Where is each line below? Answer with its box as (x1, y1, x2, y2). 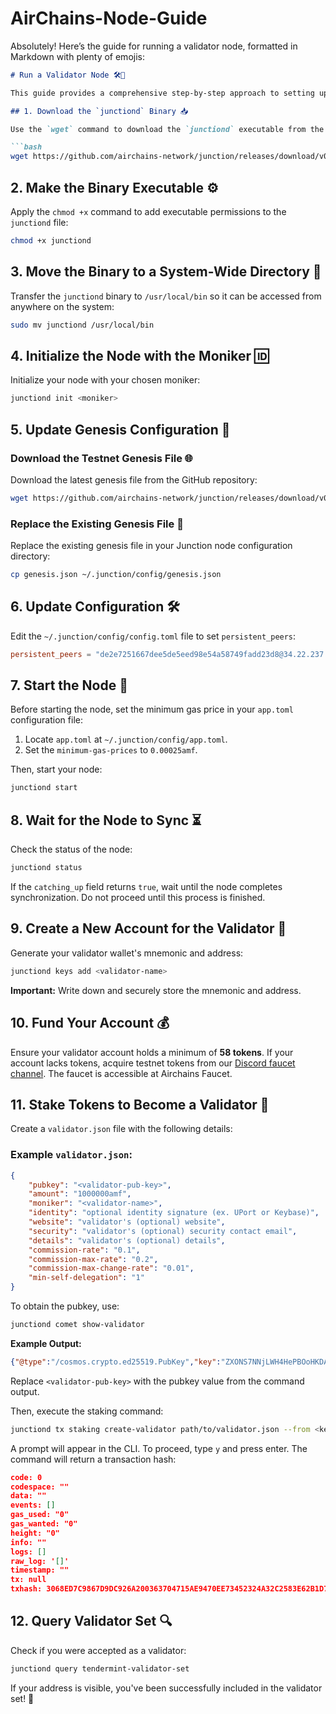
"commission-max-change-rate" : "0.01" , (28, 1263, 195, 1274)
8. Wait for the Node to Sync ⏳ (10, 812, 202, 829)
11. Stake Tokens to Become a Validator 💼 (10, 1096, 270, 1113)
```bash (10, 142, 43, 152)
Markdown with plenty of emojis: (10, 50, 145, 62)
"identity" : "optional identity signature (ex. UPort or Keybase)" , (28, 1208, 320, 1218)
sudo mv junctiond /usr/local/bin (10, 320, 155, 330)
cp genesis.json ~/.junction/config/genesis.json (10, 570, 222, 580)
